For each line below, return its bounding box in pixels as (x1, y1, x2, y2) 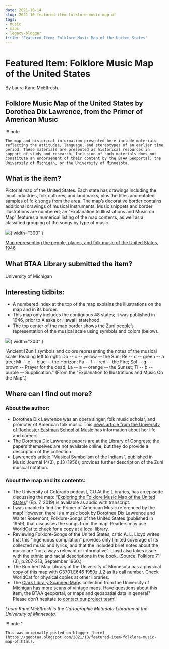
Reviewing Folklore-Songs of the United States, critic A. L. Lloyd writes (12, 531, 160, 537)
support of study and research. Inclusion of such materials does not (5, 151, 157, 156)
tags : (5, 17, 17, 22)
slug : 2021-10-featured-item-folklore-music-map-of (5, 12, 116, 17)
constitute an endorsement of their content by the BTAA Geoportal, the (5, 156, 161, 161)
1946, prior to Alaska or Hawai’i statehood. (12, 317, 101, 323)
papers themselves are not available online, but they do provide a (12, 443, 149, 449)
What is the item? (5, 174, 62, 183)
